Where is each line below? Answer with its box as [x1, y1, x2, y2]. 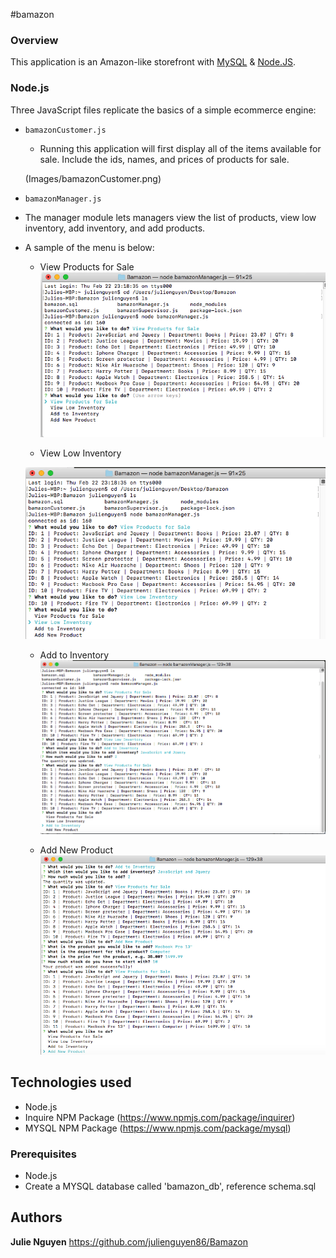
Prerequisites [10, 1147, 77, 1161]
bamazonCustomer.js [24, 125, 107, 135]
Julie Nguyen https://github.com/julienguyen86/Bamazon [10, 1235, 248, 1248]
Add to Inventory [39, 649, 110, 661]
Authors [10, 1209, 63, 1226]
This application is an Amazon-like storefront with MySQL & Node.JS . [10, 56, 297, 68]
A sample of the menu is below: [24, 241, 155, 253]
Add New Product [39, 844, 113, 856]
